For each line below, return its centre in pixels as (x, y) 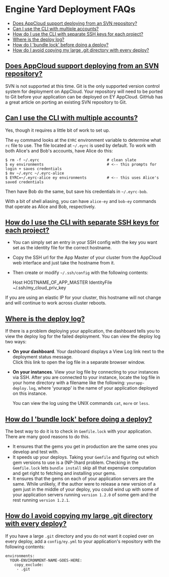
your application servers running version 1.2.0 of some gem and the (84, 495)
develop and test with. (36, 452)
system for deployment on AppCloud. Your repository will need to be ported (84, 91)
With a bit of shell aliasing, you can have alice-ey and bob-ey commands (81, 201)
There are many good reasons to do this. (47, 437)
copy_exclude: (29, 565)
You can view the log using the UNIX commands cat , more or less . (81, 403)
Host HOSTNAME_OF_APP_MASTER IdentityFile (62, 282)
